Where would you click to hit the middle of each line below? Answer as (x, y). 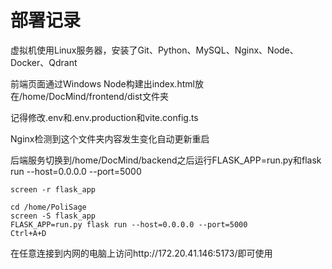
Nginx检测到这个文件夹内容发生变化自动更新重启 (110, 138)
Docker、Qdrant (44, 62)
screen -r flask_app (53, 189)
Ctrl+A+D (28, 233)
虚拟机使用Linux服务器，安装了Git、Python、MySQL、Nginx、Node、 (154, 50)
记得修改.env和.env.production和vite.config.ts (104, 117)
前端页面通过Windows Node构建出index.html (102, 83)
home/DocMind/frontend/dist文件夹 (95, 96)
